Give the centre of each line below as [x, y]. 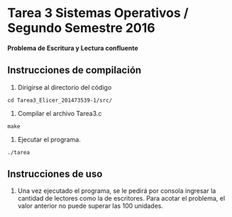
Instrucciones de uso [55, 174]
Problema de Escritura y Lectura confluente [73, 48]
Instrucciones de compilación [74, 70]
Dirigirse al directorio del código [65, 87]
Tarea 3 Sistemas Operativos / [98, 13]
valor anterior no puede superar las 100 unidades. [90, 206]
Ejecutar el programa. [49, 139]
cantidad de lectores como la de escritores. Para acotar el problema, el [121, 199]
